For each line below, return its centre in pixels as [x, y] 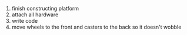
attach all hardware [35, 15]
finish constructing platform [45, 8]
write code [25, 21]
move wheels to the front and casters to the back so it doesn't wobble [96, 27]
